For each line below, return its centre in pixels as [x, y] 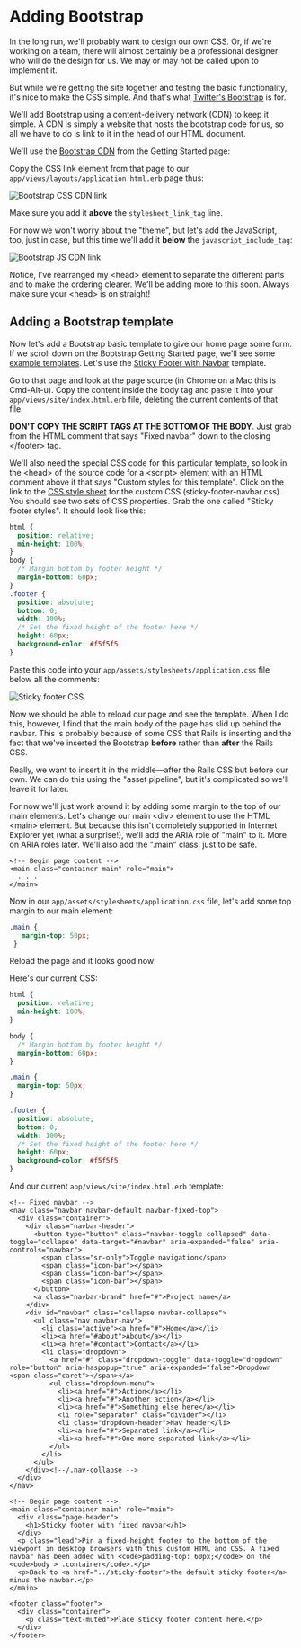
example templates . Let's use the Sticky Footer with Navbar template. [138, 362]
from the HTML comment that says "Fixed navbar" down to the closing [140, 436]
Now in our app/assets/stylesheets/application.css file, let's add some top [150, 901]
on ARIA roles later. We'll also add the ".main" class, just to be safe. [133, 844]
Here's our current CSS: [53, 978]
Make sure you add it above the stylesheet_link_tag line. [116, 212]
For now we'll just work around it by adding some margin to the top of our [145, 806]
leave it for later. [39, 788]
